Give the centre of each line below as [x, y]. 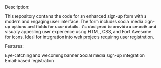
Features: [15, 46]
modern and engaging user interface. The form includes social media [74, 21]
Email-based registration [30, 61]
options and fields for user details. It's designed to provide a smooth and [84, 27]
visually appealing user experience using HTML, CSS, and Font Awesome [78, 32]
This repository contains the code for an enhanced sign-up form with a [76, 16]
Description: [17, 7]
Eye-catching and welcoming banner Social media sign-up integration [75, 55]
